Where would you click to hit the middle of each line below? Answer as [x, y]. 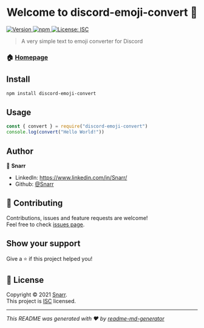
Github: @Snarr [34, 184]
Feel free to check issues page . [46, 224]
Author [20, 151]
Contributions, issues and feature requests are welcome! [77, 218]
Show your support [43, 244]
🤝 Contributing [35, 203]
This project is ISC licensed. [41, 301]
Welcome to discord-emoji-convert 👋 [102, 12]
